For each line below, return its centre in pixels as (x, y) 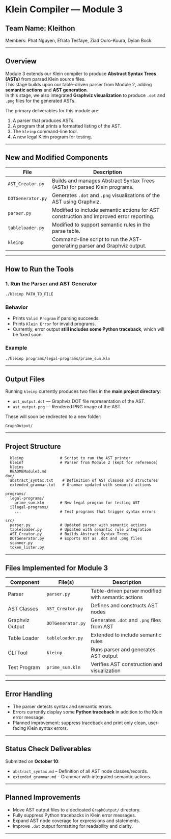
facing (19, 728)
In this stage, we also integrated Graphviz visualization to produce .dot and (85, 95)
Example (16, 348)
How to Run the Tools (40, 269)
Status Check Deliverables (48, 749)
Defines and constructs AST (124, 606)
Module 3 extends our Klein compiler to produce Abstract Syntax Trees (81, 73)
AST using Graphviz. (76, 202)
